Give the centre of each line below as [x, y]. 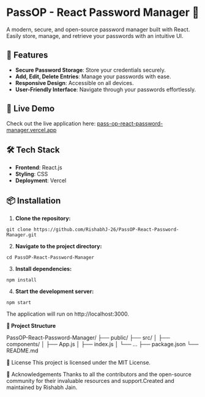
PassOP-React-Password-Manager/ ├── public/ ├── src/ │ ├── [88, 338]
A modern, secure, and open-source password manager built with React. [98, 29]
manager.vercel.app [32, 130]
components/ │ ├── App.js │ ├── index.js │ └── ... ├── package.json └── [102, 344]
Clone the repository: [43, 218]
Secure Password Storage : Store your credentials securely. [91, 70]
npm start [19, 303]
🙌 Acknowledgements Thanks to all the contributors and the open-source [99, 374]
